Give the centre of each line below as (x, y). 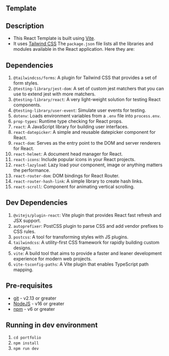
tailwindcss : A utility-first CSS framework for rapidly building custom (86, 242)
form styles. (26, 83)
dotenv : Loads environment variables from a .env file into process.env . (87, 116)
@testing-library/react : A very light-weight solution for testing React (87, 100)
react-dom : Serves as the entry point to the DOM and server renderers (87, 143)
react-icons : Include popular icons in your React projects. (74, 160)
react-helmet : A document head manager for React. (68, 154)
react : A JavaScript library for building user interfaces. (71, 127)
